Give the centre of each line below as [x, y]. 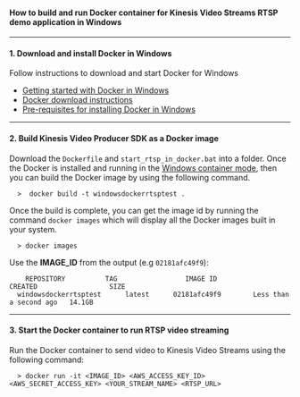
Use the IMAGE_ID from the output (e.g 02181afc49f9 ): [109, 262]
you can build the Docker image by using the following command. [130, 177]
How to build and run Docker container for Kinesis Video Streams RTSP [144, 13]
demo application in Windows [66, 21]
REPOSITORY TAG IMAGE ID [121, 279]
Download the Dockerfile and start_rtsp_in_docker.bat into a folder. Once [148, 158]
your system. [33, 229]
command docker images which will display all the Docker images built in [142, 220]
